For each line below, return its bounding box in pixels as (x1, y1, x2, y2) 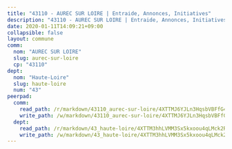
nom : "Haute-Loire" (13, 73, 70, 81)
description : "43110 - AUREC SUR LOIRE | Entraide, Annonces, (7, 16, 190, 23)
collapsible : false (7, 29, 64, 36)
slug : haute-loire (13, 80, 67, 87)
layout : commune (7, 36, 54, 43)
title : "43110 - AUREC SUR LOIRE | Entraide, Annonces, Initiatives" (7, 10, 212, 17)
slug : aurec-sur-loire (13, 55, 79, 62)
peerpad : (7, 93, 32, 100)
